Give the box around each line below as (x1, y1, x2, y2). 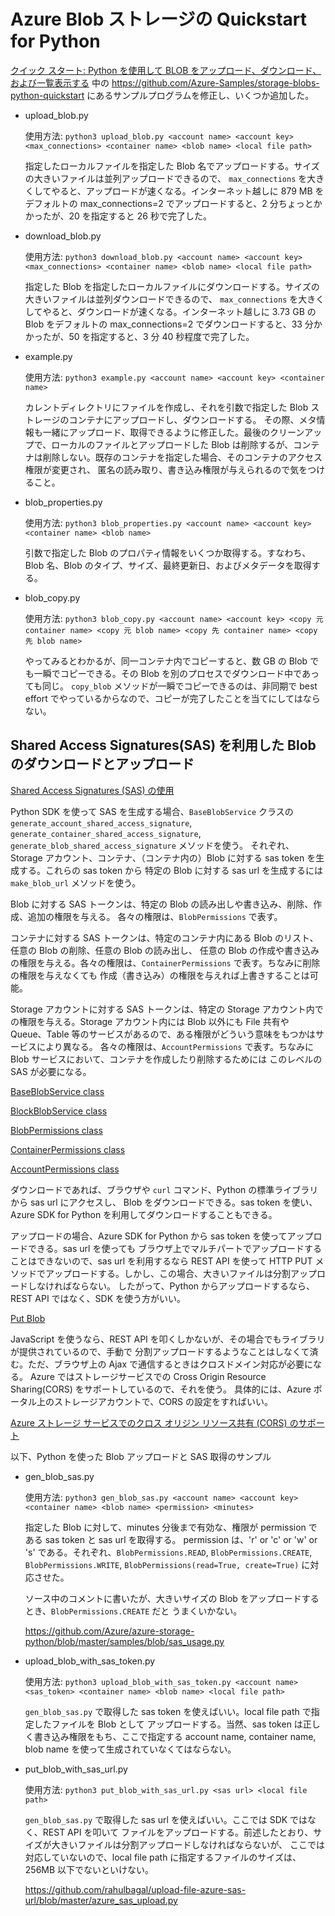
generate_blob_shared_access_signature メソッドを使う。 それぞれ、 (10, 839, 295, 851)
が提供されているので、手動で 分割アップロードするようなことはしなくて (10, 1345, 310, 1357)
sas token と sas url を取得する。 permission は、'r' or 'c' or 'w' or (44, 1533, 318, 1545)
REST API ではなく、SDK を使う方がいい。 (10, 1292, 187, 1304)
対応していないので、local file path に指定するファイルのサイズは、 (24, 1851, 302, 1863)
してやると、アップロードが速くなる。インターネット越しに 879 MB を (33, 185, 325, 197)
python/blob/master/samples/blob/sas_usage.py (24, 1635, 225, 1647)
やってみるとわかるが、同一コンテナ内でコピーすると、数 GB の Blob (24, 655, 308, 667)
